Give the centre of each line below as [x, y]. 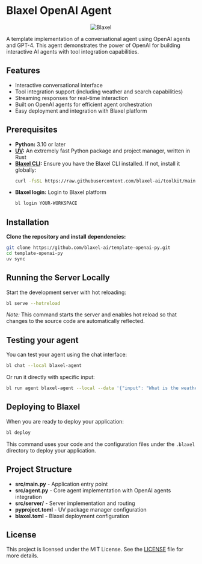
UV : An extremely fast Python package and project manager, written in [103, 151]
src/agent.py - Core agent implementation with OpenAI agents [93, 490]
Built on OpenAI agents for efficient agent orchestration [84, 104]
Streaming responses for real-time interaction [71, 98]
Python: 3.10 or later [40, 144]
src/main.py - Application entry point [61, 484]
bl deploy [19, 432]
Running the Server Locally [58, 278]
